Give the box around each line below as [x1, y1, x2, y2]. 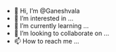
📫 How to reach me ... [13, 37, 79, 45]
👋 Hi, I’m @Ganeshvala [13, 7, 80, 15]
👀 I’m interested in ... [13, 14, 74, 22]
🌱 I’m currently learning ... [13, 22, 89, 30]
